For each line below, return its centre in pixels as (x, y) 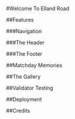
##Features (20, 20)
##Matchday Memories (34, 65)
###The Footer (24, 54)
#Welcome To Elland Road (38, 8)
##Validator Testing (30, 88)
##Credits (18, 110)
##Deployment (24, 99)
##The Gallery (23, 76)
